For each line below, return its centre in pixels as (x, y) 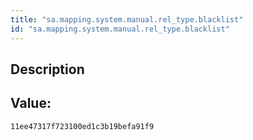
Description (47, 69)
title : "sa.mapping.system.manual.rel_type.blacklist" (127, 19)
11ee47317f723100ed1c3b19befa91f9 (82, 126)
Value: (31, 103)
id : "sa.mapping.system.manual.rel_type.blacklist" (120, 29)
